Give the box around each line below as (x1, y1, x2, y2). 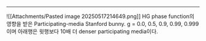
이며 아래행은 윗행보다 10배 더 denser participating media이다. (6, 28, 158, 35)
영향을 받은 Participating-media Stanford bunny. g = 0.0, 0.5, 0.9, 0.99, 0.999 (6, 20, 199, 27)
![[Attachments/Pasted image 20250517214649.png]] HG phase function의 (6, 13, 195, 20)
